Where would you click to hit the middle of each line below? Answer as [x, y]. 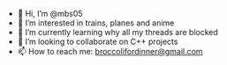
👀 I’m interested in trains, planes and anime [96, 23]
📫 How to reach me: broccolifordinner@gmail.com [110, 51]
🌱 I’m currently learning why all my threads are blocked [118, 32]
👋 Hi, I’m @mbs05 [50, 14]
